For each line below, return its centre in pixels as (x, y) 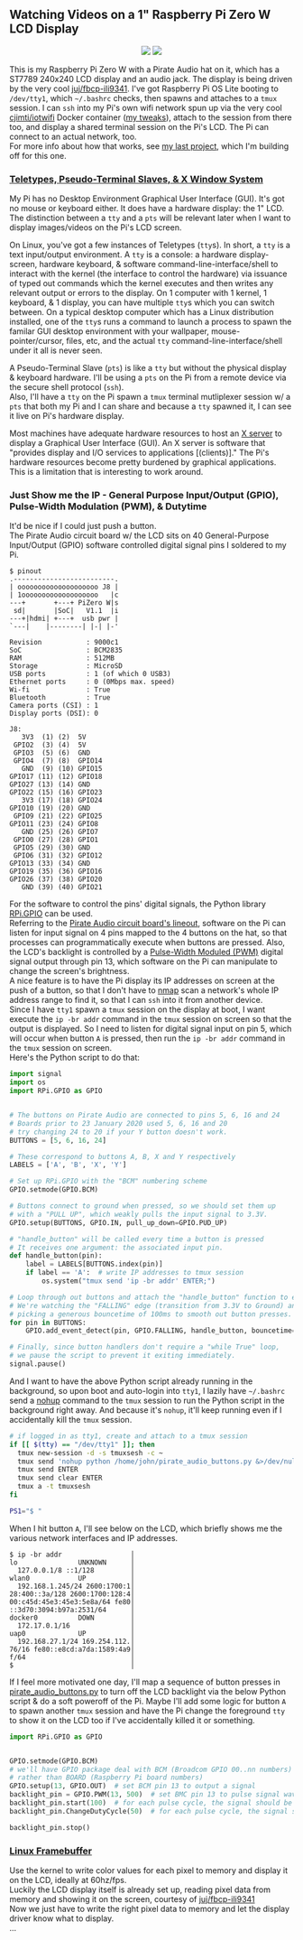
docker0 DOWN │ (72, 1618)
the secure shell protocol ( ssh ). (67, 387)
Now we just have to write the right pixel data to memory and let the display (150, 1908)
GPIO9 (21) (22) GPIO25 (58, 816)
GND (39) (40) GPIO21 (62, 887)
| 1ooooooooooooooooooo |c (64, 595)
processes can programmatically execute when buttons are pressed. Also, (147, 942)
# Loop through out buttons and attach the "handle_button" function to (149, 1297)
